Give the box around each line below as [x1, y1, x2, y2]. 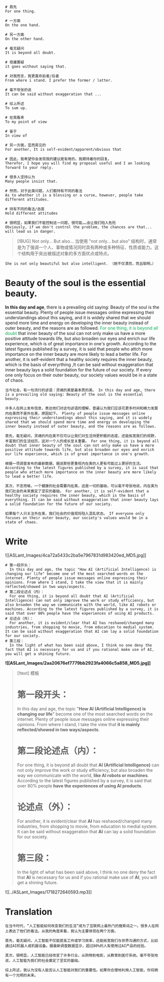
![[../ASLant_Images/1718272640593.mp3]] [5, 889, 92, 895]
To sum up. [5, 106, 27, 111]
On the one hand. [5, 23, 41, 28]
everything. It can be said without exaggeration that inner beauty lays [5, 497, 159, 502]
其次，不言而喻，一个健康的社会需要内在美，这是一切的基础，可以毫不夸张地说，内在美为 [5, 483, 158, 488]
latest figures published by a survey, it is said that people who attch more [5, 346, 153, 352]
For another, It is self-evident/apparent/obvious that [5, 147, 121, 152]
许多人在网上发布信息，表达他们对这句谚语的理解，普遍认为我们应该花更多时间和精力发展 [5, 406, 158, 411]
